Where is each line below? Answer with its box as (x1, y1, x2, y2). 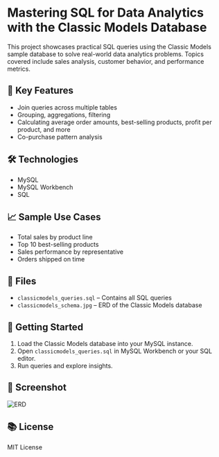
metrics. (7, 64, 31, 73)
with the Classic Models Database (7, 19, 207, 35)
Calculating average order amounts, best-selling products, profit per (17, 118, 213, 126)
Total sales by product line (17, 233, 93, 241)
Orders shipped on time (17, 255, 85, 264)
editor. (17, 354, 36, 362)
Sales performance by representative (17, 248, 124, 256)
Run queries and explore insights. (17, 362, 113, 370)
